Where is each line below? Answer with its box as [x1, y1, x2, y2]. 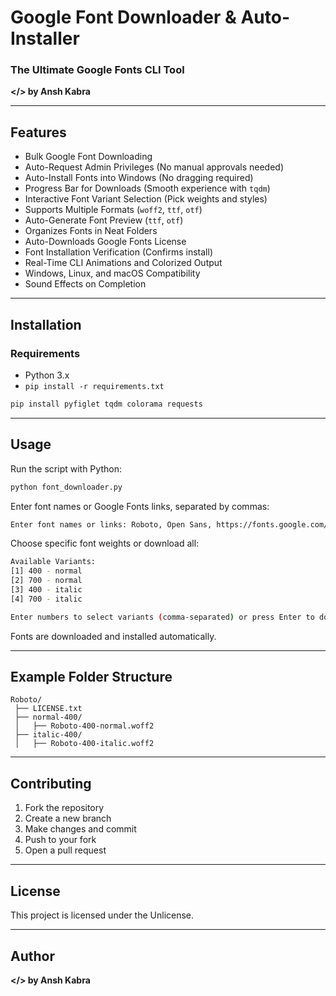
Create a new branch [24, 812, 112, 825]
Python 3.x [24, 369, 70, 381]
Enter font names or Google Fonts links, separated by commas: [10, 500, 270, 512]
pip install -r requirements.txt [24, 381, 165, 391]
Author [10, 947, 55, 965]
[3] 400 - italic [10, 585, 83, 595]
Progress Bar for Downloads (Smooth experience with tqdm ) [24, 182, 271, 195]
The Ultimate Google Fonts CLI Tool [10, 63, 185, 77]
